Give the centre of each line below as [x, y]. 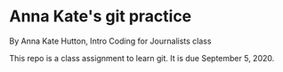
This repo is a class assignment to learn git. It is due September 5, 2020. [142, 58]
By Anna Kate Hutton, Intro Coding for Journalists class [110, 41]
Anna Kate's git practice [101, 16]
